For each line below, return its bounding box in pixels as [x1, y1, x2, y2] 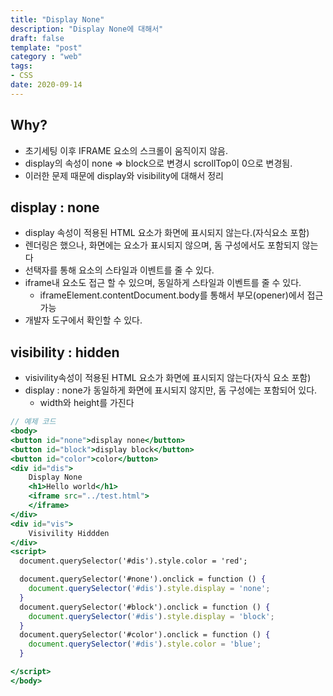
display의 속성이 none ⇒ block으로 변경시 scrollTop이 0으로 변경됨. [24, 157, 293, 169]
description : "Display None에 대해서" [10, 24, 164, 34]
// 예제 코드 [10, 417, 57, 427]
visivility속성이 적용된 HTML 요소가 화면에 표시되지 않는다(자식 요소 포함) [24, 372, 312, 384]
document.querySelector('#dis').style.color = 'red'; [19, 556, 248, 566]
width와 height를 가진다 [39, 397, 135, 409]
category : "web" [10, 52, 83, 62]
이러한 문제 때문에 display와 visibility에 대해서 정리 [24, 169, 224, 181]
